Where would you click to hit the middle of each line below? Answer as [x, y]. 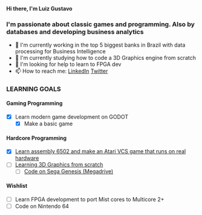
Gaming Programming [34, 104]
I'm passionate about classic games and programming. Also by [101, 24]
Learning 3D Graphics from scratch [59, 165]
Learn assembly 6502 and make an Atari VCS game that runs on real [100, 151]
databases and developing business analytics [75, 31]
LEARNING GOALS [34, 89]
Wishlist [17, 186]
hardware [27, 158]
